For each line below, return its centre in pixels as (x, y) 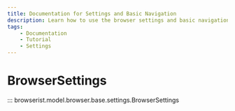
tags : (15, 27)
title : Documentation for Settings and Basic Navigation (92, 14)
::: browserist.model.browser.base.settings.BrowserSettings (93, 100)
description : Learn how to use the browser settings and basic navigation (119, 20)
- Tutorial (36, 40)
